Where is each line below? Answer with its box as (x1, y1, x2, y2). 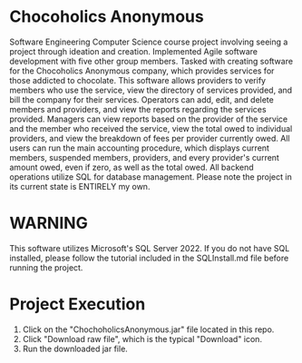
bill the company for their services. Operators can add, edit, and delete (9, 93, 274, 105)
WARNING (9, 213, 88, 233)
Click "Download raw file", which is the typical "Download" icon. (22, 333, 263, 344)
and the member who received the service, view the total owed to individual (9, 123, 293, 133)
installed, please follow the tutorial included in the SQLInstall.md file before (9, 252, 289, 263)
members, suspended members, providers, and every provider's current (9, 152, 279, 162)
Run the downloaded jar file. (22, 343, 129, 354)
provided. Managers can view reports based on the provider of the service (9, 113, 288, 124)
